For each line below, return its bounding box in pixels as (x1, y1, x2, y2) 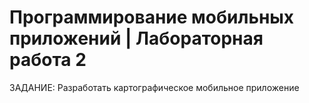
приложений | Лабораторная (9, 27, 264, 50)
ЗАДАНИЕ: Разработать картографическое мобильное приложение (9, 81, 300, 93)
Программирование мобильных (9, 6, 295, 29)
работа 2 (9, 49, 87, 71)
